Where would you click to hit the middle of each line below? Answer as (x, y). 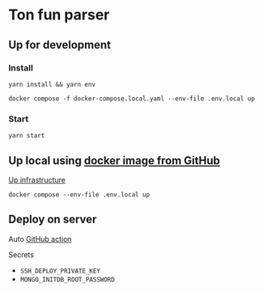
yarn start (27, 136)
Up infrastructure (37, 180)
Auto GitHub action (40, 239)
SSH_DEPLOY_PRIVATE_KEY (60, 271)
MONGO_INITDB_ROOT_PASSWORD (67, 279)
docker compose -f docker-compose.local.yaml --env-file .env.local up (131, 99)
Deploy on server (53, 220)
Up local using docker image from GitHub (115, 161)
